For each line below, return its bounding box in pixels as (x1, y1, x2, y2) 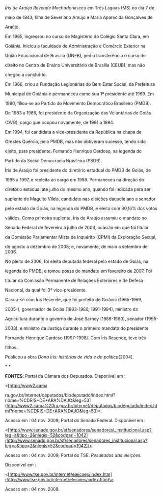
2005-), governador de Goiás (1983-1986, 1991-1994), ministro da (5, 306, 138, 312)
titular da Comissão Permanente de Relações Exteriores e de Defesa (5, 278, 143, 283)
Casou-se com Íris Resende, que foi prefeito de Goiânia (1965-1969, (5, 297, 142, 302)
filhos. (5, 345, 18, 350)
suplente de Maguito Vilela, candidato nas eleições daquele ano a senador (5, 196, 156, 202)
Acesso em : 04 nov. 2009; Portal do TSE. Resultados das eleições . (5, 452, 142, 458)
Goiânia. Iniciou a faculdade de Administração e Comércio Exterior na (5, 43, 146, 49)
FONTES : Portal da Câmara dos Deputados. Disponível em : (5, 373, 126, 379)
